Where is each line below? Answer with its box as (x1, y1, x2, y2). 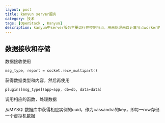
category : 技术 (5, 16, 35, 21)
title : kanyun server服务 (5, 12, 56, 17)
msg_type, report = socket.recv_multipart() (5, 68, 98, 73)
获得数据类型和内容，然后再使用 (5, 77, 70, 83)
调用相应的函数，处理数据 (5, 96, 57, 102)
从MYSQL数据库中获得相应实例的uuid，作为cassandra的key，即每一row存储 (5, 106, 160, 112)
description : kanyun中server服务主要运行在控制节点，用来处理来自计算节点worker (5, 25, 158, 30)
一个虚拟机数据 (5, 113, 35, 119)
